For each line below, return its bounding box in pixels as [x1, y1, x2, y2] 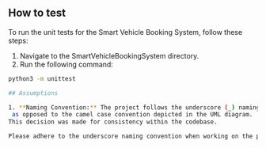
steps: [8, 36, 28, 45]
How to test [8, 6, 66, 20]
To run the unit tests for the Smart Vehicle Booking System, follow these [8, 27, 243, 36]
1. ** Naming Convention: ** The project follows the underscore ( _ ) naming [8, 103, 260, 112]
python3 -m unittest [8, 74, 77, 82]
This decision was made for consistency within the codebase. [8, 118, 218, 126]
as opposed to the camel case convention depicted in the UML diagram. [11, 111, 253, 119]
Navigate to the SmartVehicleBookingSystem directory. [19, 51, 199, 60]
